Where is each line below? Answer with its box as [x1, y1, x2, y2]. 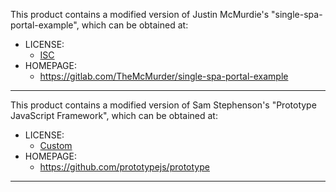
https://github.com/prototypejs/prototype [39, 161, 210, 173]
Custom [39, 140, 73, 151]
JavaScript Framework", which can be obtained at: [10, 110, 218, 121]
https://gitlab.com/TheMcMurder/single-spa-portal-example [39, 70, 289, 82]
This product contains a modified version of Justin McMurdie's [10, 9, 270, 20]
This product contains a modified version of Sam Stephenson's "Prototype [10, 99, 317, 111]
